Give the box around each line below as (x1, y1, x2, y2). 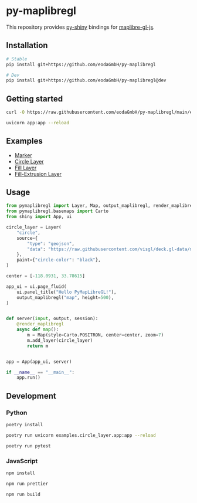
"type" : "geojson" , (27, 240, 75, 247)
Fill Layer (14, 164, 37, 171)
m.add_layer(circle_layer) (27, 337, 93, 344)
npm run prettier (6, 481, 49, 487)
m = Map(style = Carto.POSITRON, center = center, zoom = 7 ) (27, 332, 164, 338)
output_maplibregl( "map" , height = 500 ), (16, 294, 114, 300)
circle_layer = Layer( (6, 225, 62, 230)
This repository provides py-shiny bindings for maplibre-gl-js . (6, 23, 155, 30)
